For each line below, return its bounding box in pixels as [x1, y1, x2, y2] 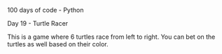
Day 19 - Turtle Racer [7, 19, 69, 27]
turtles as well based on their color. [7, 40, 109, 48]
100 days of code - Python [7, 6, 84, 14]
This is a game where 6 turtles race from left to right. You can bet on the [7, 33, 216, 41]
